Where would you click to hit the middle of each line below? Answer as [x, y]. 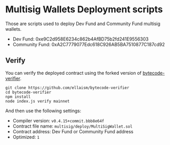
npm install [18, 97]
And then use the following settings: [43, 111]
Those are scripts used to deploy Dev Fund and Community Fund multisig [83, 24]
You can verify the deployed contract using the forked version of [73, 73]
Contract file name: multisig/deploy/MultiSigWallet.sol [72, 126]
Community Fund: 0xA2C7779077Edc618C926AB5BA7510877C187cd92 [89, 44]
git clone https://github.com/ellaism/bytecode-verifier [67, 88]
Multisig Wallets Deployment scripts [84, 9]
